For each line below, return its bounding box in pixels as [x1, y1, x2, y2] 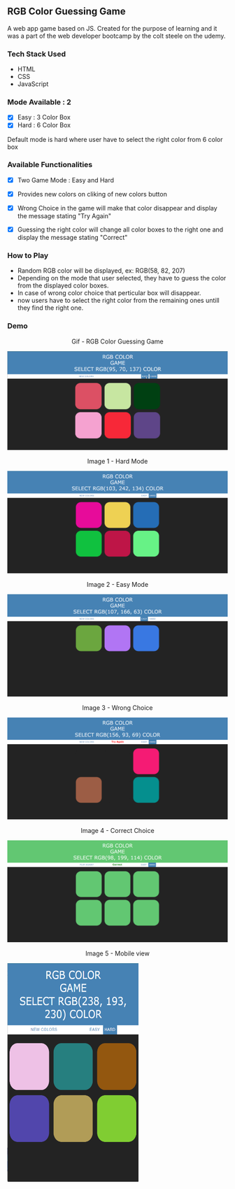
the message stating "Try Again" [17, 212, 112, 220]
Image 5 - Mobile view [85, 949, 150, 957]
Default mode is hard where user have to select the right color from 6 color [7, 135, 223, 143]
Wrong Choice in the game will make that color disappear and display [17, 204, 218, 212]
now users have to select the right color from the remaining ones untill [17, 297, 220, 305]
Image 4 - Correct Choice [80, 827, 155, 835]
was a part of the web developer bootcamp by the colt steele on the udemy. [7, 31, 226, 40]
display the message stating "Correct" [17, 234, 128, 242]
